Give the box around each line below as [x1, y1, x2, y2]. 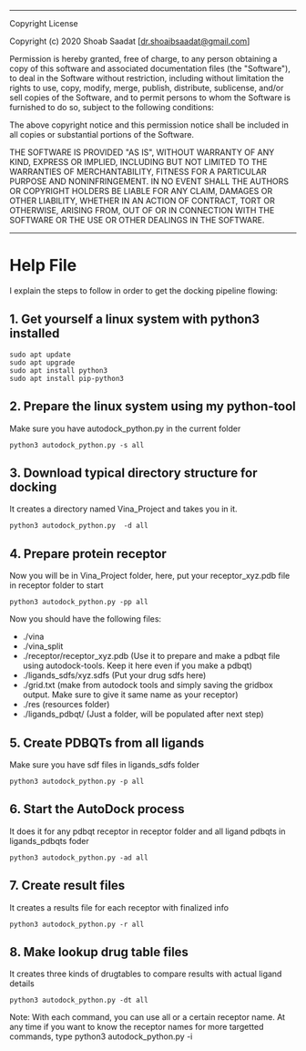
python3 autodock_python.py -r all [9, 920, 145, 929]
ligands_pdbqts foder [9, 835, 89, 846]
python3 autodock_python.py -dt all [9, 995, 148, 1005]
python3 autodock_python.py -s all [9, 440, 145, 449]
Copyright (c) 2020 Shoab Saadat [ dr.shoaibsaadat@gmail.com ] [9, 36, 250, 46]
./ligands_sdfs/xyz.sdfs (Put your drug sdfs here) [22, 670, 207, 681]
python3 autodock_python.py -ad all [9, 853, 148, 862]
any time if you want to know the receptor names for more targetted [9, 1022, 264, 1033]
